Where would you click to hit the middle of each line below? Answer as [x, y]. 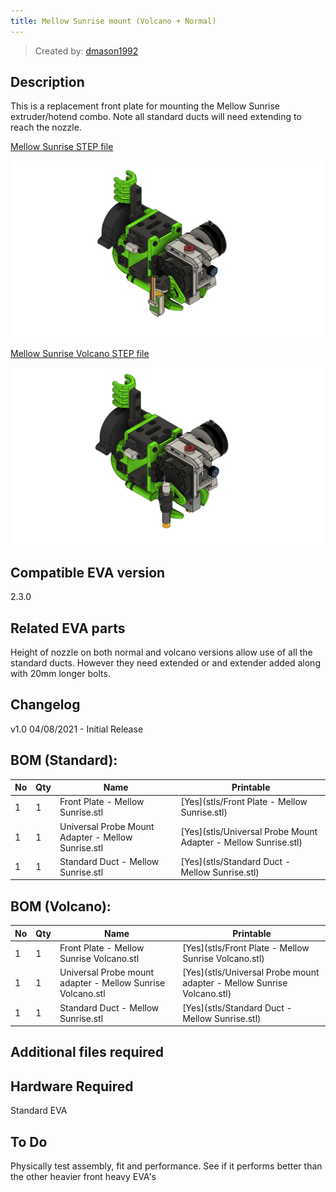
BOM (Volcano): [61, 906]
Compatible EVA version [88, 572]
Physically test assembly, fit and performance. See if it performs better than [166, 1166]
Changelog [45, 705]
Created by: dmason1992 [86, 51]
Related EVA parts [68, 628]
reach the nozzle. [46, 127]
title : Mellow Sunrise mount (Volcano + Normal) [113, 21]
